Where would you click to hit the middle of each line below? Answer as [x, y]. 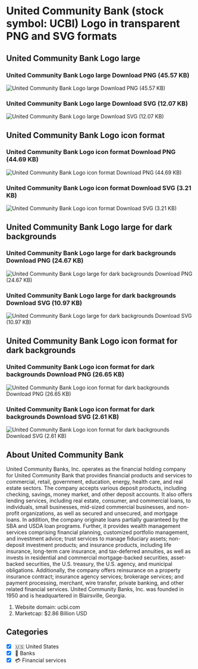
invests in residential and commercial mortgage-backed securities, [88, 557]
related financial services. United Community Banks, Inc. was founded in [95, 589]
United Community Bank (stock [85, 11]
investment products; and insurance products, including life [99, 545]
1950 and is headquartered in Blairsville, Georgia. [66, 595]
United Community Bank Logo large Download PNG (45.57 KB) [98, 75]
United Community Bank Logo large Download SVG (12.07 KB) [97, 104]
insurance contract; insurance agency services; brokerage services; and [95, 576]
